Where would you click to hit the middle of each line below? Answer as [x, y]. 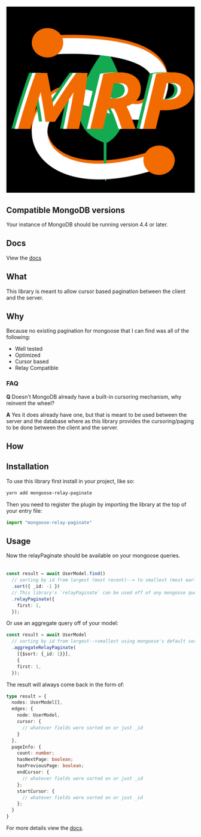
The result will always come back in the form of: [65, 684]
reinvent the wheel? [31, 403]
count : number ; [36, 753]
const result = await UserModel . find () [56, 574]
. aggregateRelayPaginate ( [44, 648]
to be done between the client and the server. [62, 428]
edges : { [22, 709]
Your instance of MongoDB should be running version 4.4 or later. [87, 224]
